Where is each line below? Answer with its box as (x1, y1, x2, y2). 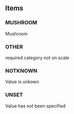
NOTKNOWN (5, 67, 38, 74)
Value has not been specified (5, 103, 66, 109)
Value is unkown (5, 79, 39, 85)
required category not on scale (5, 54, 69, 61)
